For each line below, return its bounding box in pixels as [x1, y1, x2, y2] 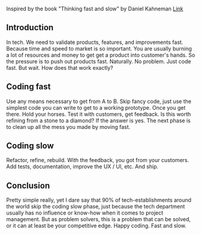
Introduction [6, 22, 54, 33]
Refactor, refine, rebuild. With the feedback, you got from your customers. [6, 157, 189, 164]
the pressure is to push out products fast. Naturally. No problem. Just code [6, 57, 191, 65]
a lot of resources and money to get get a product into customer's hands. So [6, 51, 196, 58]
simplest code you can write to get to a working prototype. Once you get [6, 104, 186, 111]
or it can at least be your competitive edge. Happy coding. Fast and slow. [6, 222, 187, 230]
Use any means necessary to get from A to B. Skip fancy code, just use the [6, 98, 192, 105]
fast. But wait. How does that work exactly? [6, 64, 113, 71]
